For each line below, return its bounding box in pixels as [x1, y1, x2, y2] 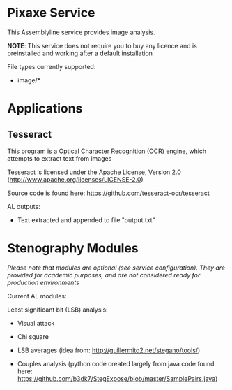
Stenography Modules [7, 240, 139, 257]
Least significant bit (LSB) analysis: [7, 305, 108, 314]
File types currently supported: [7, 62, 96, 71]
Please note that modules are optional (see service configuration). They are [7, 263, 225, 272]
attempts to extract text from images [7, 154, 112, 162]
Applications [7, 101, 83, 117]
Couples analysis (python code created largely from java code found [17, 359, 215, 368]
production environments [7, 278, 80, 287]
